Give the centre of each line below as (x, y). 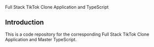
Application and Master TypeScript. (41, 39)
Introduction (25, 22)
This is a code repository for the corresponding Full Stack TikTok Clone (77, 34)
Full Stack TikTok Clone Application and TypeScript (57, 7)
